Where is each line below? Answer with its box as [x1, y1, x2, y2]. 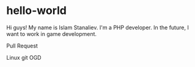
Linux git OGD [6, 54, 42, 61]
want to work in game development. [6, 30, 97, 37]
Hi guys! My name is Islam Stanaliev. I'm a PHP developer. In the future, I [6, 24, 189, 31]
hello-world [6, 4, 67, 18]
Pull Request [6, 42, 38, 49]
